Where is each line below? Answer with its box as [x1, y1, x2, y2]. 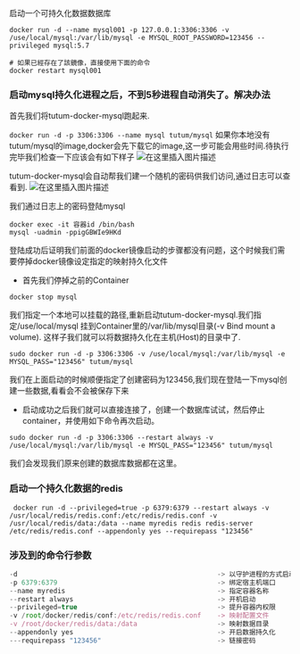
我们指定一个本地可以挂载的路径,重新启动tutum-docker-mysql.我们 [9, 310, 254, 320]
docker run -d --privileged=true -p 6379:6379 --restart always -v [12, 503, 270, 512]
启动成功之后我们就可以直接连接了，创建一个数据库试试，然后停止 [21, 404, 265, 415]
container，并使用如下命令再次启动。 [21, 416, 160, 426]
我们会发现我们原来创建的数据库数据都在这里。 [9, 458, 181, 468]
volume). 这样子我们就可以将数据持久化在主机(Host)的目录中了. [9, 332, 241, 343]
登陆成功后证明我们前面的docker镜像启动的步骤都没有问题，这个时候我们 [9, 244, 278, 256]
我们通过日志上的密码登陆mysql [9, 201, 126, 211]
